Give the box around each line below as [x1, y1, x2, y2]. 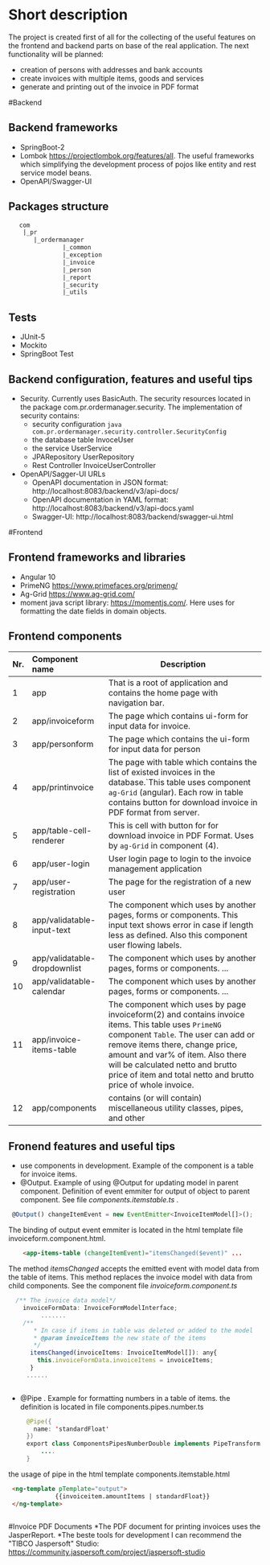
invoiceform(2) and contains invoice [108, 1008, 245, 1020]
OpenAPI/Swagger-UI [19, 176, 92, 186]
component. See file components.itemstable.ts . [19, 1195, 179, 1205]
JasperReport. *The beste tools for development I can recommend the [8, 1530, 243, 1540]
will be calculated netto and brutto [108, 1059, 237, 1070]
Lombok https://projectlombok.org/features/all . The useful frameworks [19, 150, 255, 160]
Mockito [19, 340, 47, 351]
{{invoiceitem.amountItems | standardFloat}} [55, 1492, 211, 1501]
